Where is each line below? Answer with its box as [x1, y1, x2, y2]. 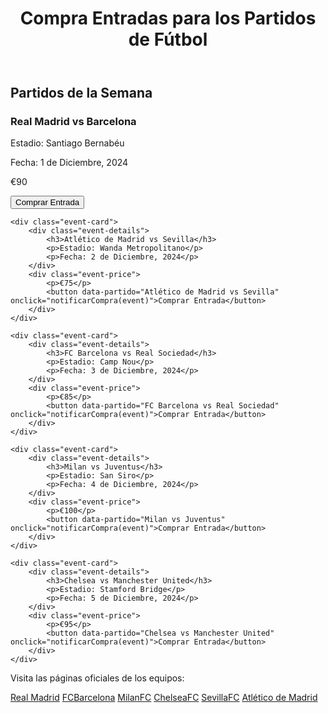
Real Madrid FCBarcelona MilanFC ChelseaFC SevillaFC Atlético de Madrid [10, 692, 318, 704]
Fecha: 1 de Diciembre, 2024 [10, 157, 129, 169]
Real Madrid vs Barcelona [10, 115, 137, 129]
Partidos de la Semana [10, 85, 153, 102]
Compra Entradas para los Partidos [19, 7, 317, 30]
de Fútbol [128, 28, 208, 51]
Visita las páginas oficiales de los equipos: [10, 672, 185, 684]
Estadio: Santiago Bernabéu [10, 137, 125, 149]
